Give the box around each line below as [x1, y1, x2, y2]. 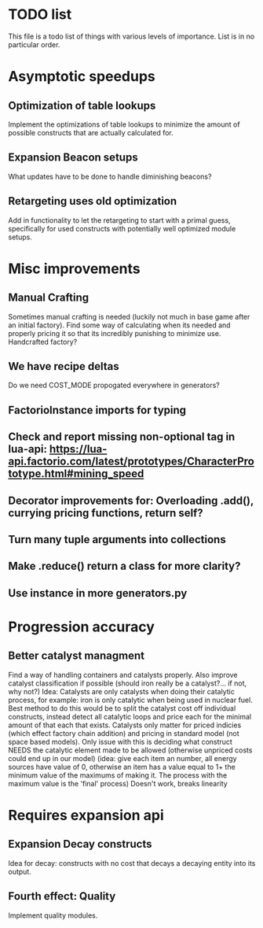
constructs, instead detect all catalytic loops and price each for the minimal [8, 712, 252, 721]
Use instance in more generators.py [8, 586, 188, 600]
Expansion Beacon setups [8, 151, 139, 165]
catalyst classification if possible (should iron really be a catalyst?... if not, [8, 678, 247, 688]
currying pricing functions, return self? [8, 506, 204, 519]
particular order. [8, 39, 60, 49]
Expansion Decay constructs [8, 837, 152, 851]
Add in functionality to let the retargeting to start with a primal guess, [8, 215, 231, 225]
